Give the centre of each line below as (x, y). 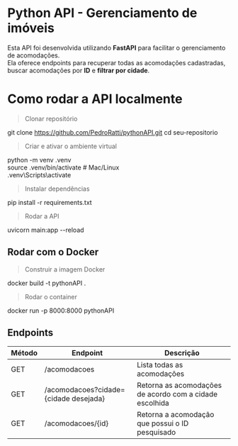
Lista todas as (160, 364)
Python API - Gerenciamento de (102, 13)
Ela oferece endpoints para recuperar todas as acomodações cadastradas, (117, 62)
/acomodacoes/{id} (76, 423)
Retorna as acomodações (179, 385)
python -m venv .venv (39, 160)
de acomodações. (34, 55)
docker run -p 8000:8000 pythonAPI (61, 311)
